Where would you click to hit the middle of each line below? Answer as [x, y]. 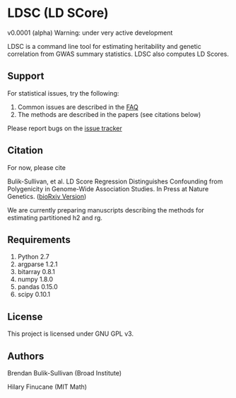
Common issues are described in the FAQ [78, 107]
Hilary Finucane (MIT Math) [47, 387]
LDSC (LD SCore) [58, 13]
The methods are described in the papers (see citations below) [109, 114]
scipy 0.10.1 [34, 295]
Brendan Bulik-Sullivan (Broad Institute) [65, 373]
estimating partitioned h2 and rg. [55, 217]
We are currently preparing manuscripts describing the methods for [106, 210]
